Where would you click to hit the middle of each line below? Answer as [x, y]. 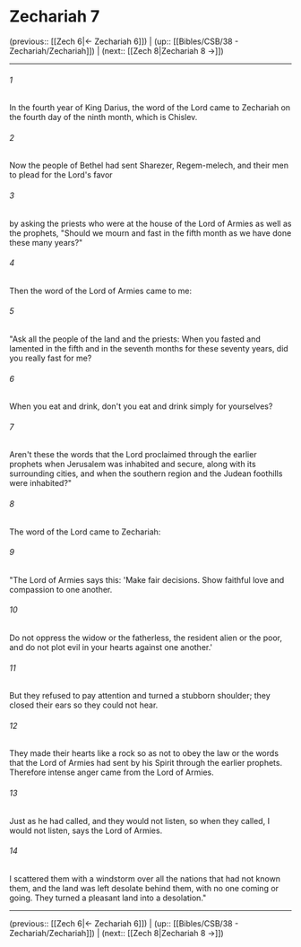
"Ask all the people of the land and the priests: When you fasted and [135, 339]
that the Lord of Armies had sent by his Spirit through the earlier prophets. [146, 763]
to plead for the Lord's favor [61, 175]
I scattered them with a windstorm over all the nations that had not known [145, 878]
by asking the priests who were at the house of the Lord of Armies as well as [150, 223]
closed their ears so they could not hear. [84, 705]
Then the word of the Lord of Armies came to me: [101, 291]
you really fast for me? [51, 358]
